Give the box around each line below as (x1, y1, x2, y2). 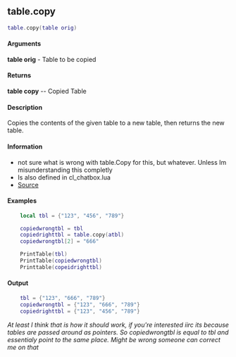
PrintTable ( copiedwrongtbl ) (20, 257, 102, 265)
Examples (7, 196, 37, 205)
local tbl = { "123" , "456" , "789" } (20, 212, 125, 219)
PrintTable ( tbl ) (20, 251, 68, 258)
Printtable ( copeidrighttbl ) (20, 263, 102, 270)
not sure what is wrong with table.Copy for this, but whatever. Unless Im (17, 158, 227, 166)
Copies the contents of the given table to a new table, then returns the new (7, 119, 225, 127)
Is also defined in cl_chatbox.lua (17, 173, 111, 182)
